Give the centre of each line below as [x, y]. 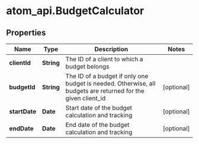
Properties [26, 33]
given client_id [86, 98]
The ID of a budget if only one [107, 76]
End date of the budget [97, 125]
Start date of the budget [99, 108]
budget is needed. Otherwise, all [110, 84]
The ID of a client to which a [104, 59]
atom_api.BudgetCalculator [75, 11]
